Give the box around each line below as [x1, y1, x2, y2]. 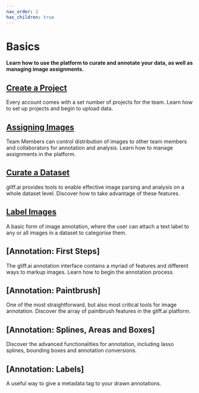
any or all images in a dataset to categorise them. [6, 229, 127, 236]
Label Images [6, 207, 57, 217]
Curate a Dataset [6, 167, 70, 178]
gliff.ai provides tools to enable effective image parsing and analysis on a [6, 183, 185, 191]
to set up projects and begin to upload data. [6, 105, 113, 112]
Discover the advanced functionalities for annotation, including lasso [6, 341, 174, 348]
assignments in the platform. [6, 151, 76, 158]
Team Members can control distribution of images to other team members [6, 138, 187, 145]
